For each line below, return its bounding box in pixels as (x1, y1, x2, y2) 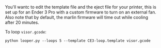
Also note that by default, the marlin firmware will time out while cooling (5, 15, 148, 20)
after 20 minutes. (5, 19, 39, 25)
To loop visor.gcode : (5, 29, 47, 34)
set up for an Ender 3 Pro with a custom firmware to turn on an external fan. (5, 9, 157, 15)
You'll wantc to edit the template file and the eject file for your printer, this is (5, 4, 157, 10)
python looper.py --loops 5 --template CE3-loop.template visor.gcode (5, 38, 151, 43)
